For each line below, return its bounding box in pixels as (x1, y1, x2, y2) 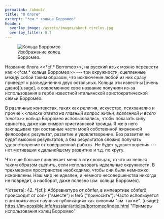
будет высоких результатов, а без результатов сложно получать (5, 136, 141, 142)
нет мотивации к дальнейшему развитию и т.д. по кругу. (5, 147, 125, 153)
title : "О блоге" (5, 12, 41, 17)
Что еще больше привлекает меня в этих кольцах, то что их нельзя (5, 157, 147, 162)
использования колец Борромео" (5, 208, 76, 214)
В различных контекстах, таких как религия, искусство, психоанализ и (5, 105, 155, 111)
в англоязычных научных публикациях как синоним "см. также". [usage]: (5, 198, 160, 203)
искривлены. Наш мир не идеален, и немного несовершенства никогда (5, 173, 157, 178)
